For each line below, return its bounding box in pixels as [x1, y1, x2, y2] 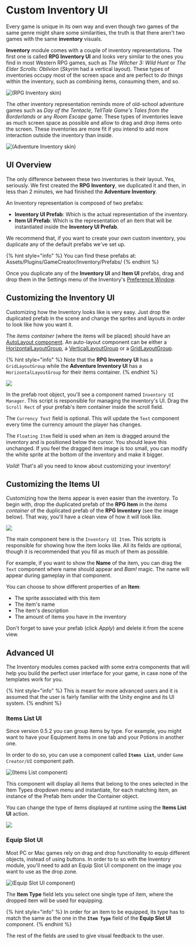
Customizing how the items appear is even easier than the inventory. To [6, 494, 178, 502]
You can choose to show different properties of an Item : [6, 584, 141, 591]
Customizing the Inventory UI [6, 293, 115, 303]
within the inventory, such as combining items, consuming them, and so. [6, 77, 180, 85]
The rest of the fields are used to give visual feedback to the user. [6, 932, 164, 939]
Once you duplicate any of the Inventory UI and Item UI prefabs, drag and [6, 269, 184, 277]
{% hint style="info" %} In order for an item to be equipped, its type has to [6, 908, 185, 915]
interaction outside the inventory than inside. [6, 131, 114, 138]
